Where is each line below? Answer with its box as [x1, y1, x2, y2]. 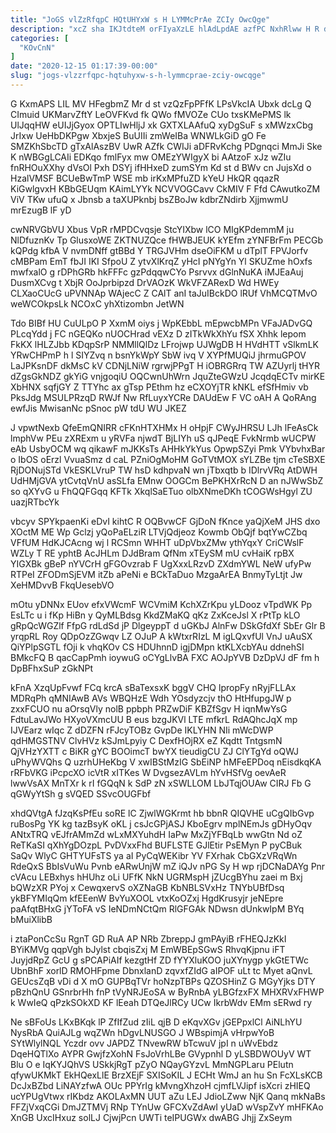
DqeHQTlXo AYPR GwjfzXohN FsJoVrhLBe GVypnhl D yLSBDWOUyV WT [10, 1047, 312, 1060]
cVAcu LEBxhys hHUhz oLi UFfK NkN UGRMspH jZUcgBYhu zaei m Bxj [10, 871, 303, 883]
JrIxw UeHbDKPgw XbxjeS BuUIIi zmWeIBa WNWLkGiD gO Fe [10, 129, 267, 141]
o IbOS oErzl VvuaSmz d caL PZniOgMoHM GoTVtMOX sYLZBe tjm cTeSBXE [10, 453, 326, 465]
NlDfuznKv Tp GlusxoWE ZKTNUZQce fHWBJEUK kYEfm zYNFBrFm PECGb [10, 234, 323, 246]
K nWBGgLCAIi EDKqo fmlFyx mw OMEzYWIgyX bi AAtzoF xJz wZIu [10, 151, 292, 163]
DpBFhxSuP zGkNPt [10, 662, 94, 674]
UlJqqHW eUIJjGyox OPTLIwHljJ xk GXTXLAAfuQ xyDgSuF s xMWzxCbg [10, 119, 314, 131]
